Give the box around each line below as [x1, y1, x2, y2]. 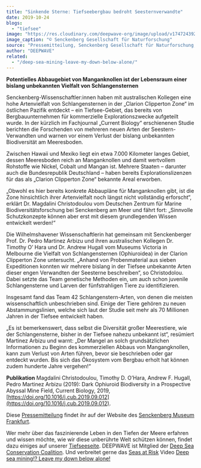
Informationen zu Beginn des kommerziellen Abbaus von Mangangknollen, [6, 343, 190, 350]
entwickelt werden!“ [6, 219, 56, 226]
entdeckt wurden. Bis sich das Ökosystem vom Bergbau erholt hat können [6, 356, 189, 363]
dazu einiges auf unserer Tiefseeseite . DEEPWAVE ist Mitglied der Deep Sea [6, 442, 194, 449]
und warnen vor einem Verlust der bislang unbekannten [37, 132, 175, 139]
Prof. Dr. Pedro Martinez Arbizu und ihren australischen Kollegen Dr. [6, 237, 173, 244]
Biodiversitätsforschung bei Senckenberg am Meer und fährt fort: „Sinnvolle [6, 206, 193, 213]
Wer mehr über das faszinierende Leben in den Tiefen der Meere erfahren [6, 429, 189, 436]
